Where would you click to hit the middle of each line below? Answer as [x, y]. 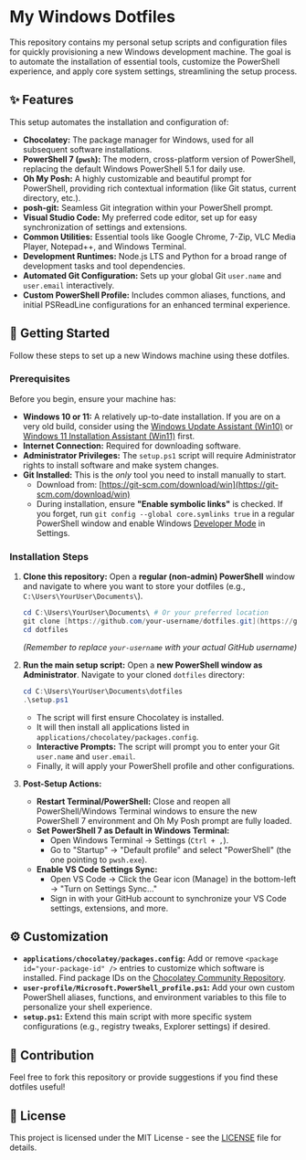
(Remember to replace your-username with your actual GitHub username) [160, 647]
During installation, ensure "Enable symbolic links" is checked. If [159, 503]
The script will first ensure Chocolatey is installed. [130, 717]
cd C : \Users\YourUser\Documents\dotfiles [103, 691]
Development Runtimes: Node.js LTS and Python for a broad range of [155, 256]
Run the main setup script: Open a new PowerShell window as [142, 665]
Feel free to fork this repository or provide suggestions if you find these [144, 1077]
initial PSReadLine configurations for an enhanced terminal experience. [156, 304]
